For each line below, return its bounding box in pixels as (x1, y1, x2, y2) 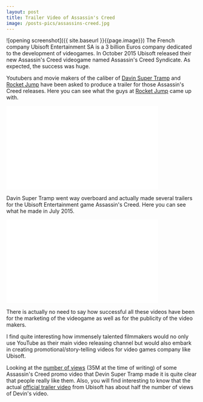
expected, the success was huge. (6, 63, 90, 70)
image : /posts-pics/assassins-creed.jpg (6, 20, 110, 26)
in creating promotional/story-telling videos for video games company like (6, 346, 191, 353)
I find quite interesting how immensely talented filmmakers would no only (6, 333, 189, 341)
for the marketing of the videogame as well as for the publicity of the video (6, 314, 193, 322)
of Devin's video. (6, 390, 48, 397)
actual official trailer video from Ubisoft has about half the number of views (6, 384, 194, 391)
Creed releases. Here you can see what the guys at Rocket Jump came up (6, 88, 192, 95)
